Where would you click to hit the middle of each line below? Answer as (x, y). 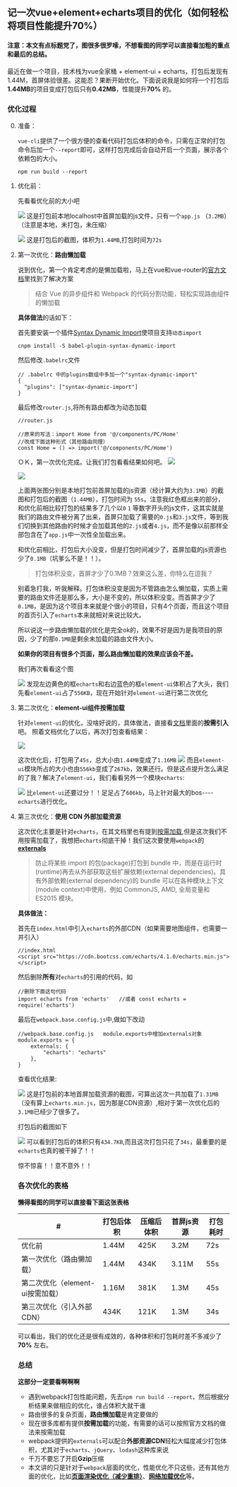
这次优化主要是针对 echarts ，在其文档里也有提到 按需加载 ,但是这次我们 (119, 831)
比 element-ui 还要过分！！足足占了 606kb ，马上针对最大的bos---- (120, 792)
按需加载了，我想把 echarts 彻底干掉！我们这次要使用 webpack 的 (114, 840)
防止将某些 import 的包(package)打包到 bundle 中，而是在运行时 (128, 863)
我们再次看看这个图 (45, 669)
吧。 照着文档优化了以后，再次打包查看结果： (83, 731)
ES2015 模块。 (56, 898)
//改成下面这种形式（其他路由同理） (63, 442)
